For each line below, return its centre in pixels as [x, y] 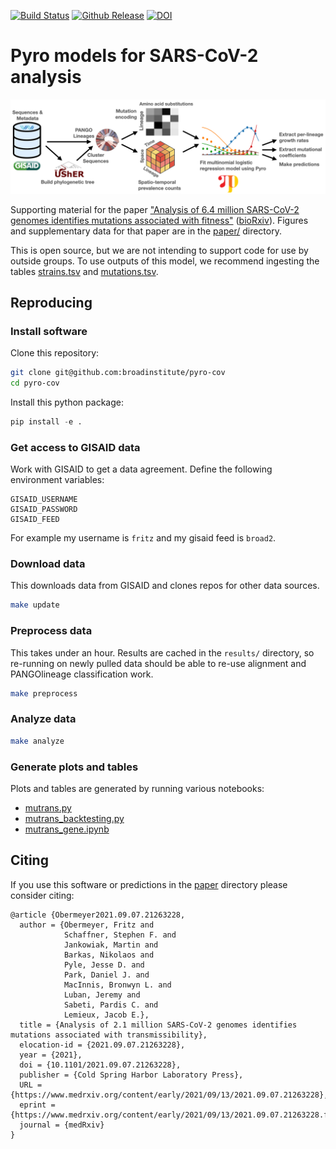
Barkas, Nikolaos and [109, 955]
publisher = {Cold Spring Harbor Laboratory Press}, [131, 1075]
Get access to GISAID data [75, 447]
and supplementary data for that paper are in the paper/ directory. [146, 231]
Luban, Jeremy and [102, 995]
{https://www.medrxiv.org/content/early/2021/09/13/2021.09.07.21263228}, [169, 1095]
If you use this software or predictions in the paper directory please [149, 884]
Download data [48, 564]
